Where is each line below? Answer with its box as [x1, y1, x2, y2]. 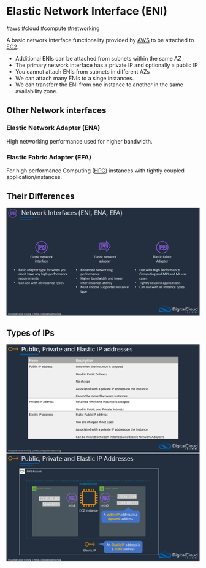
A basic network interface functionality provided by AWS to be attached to [6, 36, 194, 44]
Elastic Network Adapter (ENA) [6, 124, 101, 132]
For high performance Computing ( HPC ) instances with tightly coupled [6, 167, 185, 174]
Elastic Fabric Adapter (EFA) [6, 153, 92, 161]
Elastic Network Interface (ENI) [6, 4, 167, 18]
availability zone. [15, 87, 58, 94]
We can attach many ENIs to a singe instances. [15, 74, 134, 82]
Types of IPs [6, 328, 55, 338]
